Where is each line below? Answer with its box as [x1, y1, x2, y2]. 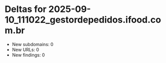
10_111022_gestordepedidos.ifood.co [5, 14, 161, 25]
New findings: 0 [12, 51, 45, 58]
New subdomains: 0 [12, 41, 54, 47]
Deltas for [5, 3, 47, 15]
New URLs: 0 [12, 46, 40, 52]
